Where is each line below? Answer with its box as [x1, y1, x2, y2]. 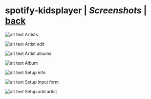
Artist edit [24, 41, 45, 47]
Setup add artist [24, 88, 57, 94]
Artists [24, 31, 38, 37]
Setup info [24, 69, 46, 75]
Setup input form [24, 79, 59, 85]
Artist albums [24, 50, 52, 56]
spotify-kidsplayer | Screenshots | [5, 5, 147, 16]
